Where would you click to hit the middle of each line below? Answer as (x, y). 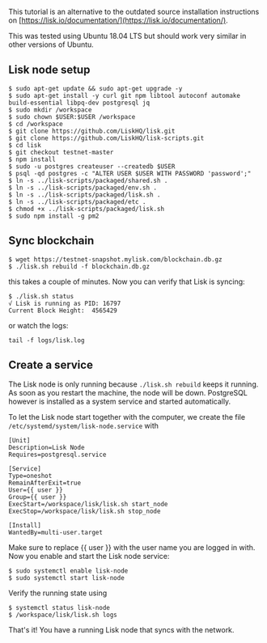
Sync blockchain (51, 241)
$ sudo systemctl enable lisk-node (68, 571)
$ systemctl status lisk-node (59, 608)
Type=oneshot (30, 476)
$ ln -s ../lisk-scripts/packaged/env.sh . (83, 188)
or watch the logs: (38, 325)
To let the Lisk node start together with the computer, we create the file (127, 417)
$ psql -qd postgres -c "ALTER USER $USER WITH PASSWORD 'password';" (130, 173)
